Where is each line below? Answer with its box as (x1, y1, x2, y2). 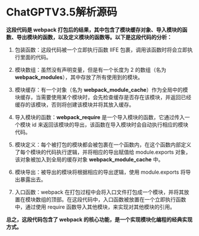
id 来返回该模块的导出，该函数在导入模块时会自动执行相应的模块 (31, 121, 188, 128)
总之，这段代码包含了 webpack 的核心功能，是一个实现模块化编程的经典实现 (6, 216, 192, 223)
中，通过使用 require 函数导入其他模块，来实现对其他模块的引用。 (14, 203, 176, 211)
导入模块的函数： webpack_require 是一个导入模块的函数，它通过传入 (14, 113, 185, 120)
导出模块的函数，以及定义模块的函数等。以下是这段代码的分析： (16, 33, 172, 40)
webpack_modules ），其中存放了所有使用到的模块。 (14, 74, 143, 81)
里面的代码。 (20, 53, 52, 60)
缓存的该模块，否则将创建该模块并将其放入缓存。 (14, 101, 134, 108)
